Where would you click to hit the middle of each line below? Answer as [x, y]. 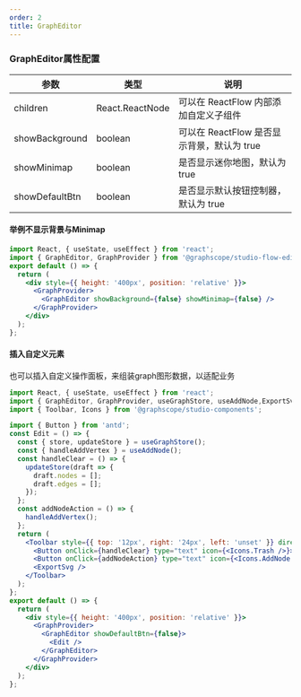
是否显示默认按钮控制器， [232, 190]
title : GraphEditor [46, 26]
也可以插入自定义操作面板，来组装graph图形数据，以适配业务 [122, 375]
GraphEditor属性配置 [55, 59]
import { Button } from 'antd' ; [69, 426]
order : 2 [26, 17]
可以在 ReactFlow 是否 [226, 132]
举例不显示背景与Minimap [57, 230]
